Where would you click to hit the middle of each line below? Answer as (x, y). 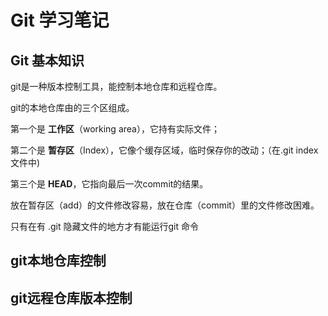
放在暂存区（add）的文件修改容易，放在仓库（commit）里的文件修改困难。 (165, 205)
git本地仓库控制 (58, 261)
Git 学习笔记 (60, 20)
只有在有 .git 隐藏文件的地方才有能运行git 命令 (104, 226)
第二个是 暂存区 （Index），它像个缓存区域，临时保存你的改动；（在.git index (164, 150)
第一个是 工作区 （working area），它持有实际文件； (115, 129)
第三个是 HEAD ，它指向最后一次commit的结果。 (109, 184)
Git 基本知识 (47, 60)
